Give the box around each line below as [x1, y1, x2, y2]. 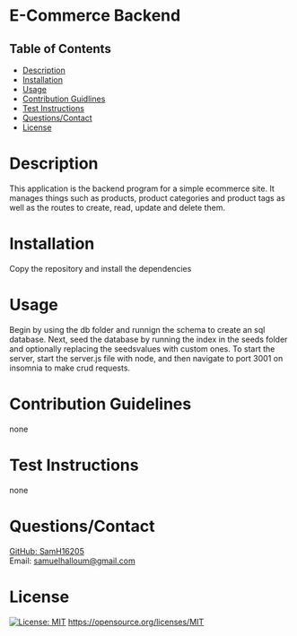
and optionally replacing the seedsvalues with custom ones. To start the [9, 343, 275, 354]
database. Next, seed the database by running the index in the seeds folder [9, 334, 288, 344]
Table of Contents [9, 41, 112, 57]
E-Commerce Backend [9, 5, 181, 26]
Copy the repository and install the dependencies [9, 263, 192, 274]
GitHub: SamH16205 [9, 545, 85, 556]
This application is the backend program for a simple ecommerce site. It [9, 183, 275, 194]
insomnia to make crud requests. [9, 362, 131, 373]
